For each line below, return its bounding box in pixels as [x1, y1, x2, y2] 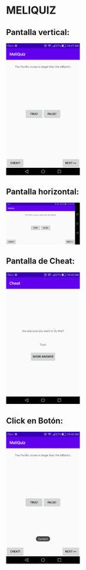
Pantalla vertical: [6, 27, 70, 37]
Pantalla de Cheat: [6, 256, 75, 266]
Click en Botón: [6, 416, 64, 426]
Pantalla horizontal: [6, 186, 80, 196]
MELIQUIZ [6, 4, 57, 17]
